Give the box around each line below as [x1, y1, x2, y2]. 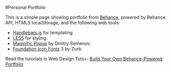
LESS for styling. [12, 35, 48, 41]
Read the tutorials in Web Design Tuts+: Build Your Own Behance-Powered [5, 56, 162, 62]
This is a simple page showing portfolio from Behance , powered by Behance [5, 14, 166, 20]
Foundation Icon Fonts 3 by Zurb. [12, 46, 83, 52]
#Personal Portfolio [5, 5, 46, 10]
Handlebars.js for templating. [12, 30, 74, 35]
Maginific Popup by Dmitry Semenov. [12, 40, 91, 46]
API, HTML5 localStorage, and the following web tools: [5, 20, 120, 26]
